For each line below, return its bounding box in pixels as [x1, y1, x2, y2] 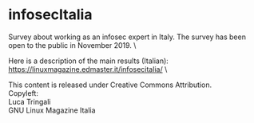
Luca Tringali [8, 97, 51, 106]
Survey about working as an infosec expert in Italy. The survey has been [8, 32, 246, 42]
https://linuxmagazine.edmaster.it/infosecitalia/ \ [8, 64, 168, 73]
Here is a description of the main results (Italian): [8, 56, 169, 65]
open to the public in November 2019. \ [8, 40, 137, 50]
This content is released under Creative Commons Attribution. [8, 80, 212, 89]
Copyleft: [8, 88, 38, 97]
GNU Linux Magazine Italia [8, 105, 96, 115]
